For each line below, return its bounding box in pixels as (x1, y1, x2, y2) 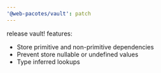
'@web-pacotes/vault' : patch (6, 10, 91, 17)
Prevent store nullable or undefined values (16, 50, 139, 58)
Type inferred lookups (16, 57, 81, 66)
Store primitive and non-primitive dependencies (16, 42, 154, 51)
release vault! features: (6, 29, 72, 38)
